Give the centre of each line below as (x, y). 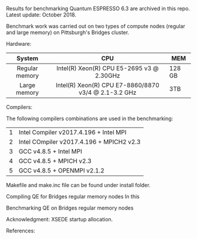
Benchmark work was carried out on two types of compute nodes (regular (96, 26)
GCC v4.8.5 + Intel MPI (50, 151)
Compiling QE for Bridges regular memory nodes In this (73, 196)
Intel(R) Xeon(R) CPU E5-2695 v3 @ (108, 68)
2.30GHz (107, 76)
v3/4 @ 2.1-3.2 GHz (108, 92)
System (28, 58)
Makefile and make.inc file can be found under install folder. (78, 185)
